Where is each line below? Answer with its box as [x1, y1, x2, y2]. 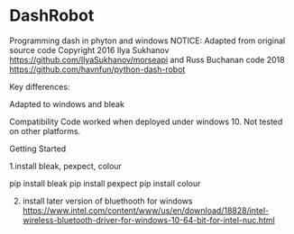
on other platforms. [9, 125, 81, 136]
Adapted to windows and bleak [9, 98, 124, 109]
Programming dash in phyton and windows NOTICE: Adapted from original [9, 35, 286, 46]
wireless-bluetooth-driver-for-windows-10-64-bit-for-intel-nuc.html [22, 214, 275, 225]
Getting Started [9, 143, 67, 154]
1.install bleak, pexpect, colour [9, 160, 122, 171]
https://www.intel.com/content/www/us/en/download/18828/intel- [22, 204, 270, 216]
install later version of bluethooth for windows [22, 195, 193, 206]
